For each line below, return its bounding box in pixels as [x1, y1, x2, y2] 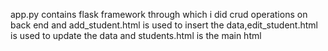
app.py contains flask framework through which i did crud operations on [10, 9, 308, 20]
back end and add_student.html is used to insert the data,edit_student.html [10, 19, 318, 31]
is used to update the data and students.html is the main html [10, 30, 262, 41]
